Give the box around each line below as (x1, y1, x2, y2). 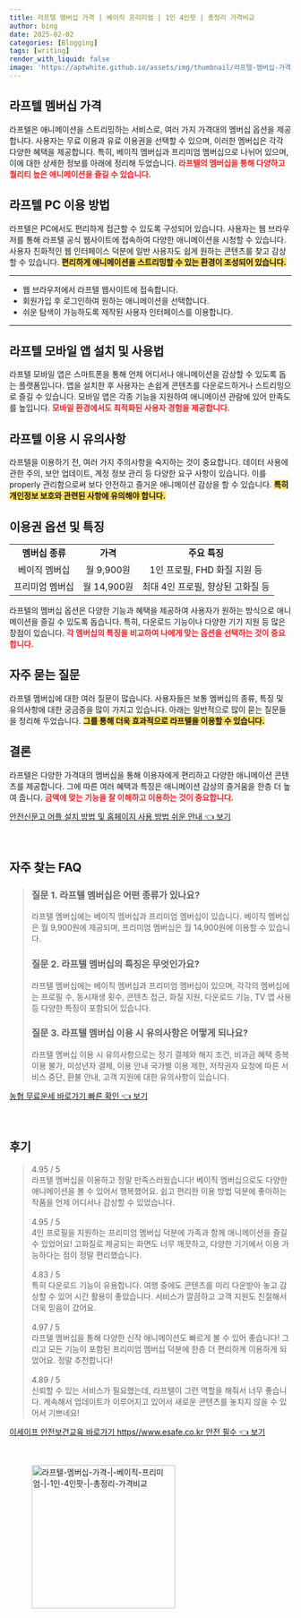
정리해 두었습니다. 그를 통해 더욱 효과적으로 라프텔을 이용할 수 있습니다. (18, 715, 265, 726)
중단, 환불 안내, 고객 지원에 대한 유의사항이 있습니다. (47, 1071, 230, 1082)
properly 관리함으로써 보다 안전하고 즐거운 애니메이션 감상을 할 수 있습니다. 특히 (9, 479, 289, 490)
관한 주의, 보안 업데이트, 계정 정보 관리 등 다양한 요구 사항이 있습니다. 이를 (9, 468, 267, 479)
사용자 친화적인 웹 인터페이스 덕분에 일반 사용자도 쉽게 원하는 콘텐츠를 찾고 (9, 245, 271, 256)
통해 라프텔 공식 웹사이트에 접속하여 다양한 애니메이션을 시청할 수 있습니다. (25, 234, 287, 245)
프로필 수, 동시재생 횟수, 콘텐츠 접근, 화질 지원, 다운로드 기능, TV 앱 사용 (40, 991, 292, 1002)
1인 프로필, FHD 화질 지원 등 (149, 564, 262, 576)
